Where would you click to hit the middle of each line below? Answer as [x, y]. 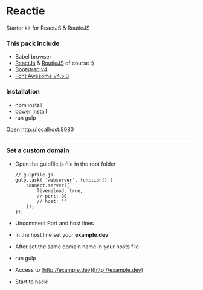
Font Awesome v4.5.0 [42, 76]
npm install [29, 105]
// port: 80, [53, 196]
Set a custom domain [38, 150]
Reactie [26, 11]
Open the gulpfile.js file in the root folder [65, 164]
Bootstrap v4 [31, 69]
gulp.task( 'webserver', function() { [64, 180]
